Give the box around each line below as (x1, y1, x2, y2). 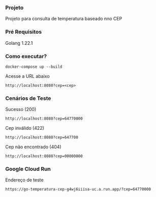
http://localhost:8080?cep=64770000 (5, 116, 83, 121)
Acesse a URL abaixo (5, 73, 50, 79)
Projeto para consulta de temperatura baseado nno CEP (5, 16, 122, 22)
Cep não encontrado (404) (5, 144, 62, 150)
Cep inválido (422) (5, 125, 45, 131)
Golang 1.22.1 (5, 40, 33, 46)
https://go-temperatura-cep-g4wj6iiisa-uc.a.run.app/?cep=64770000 (5, 187, 151, 192)
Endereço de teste (5, 177, 44, 183)
